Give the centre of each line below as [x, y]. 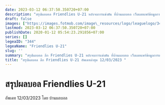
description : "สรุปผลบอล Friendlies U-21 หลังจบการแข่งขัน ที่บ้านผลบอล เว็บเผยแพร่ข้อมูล [81, 14]
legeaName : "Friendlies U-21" [36, 46]
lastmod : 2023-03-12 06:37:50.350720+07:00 [50, 28]
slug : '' [14, 51]
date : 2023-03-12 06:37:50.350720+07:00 [47, 10]
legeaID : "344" [21, 42]
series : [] [16, 37]
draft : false [18, 19]
